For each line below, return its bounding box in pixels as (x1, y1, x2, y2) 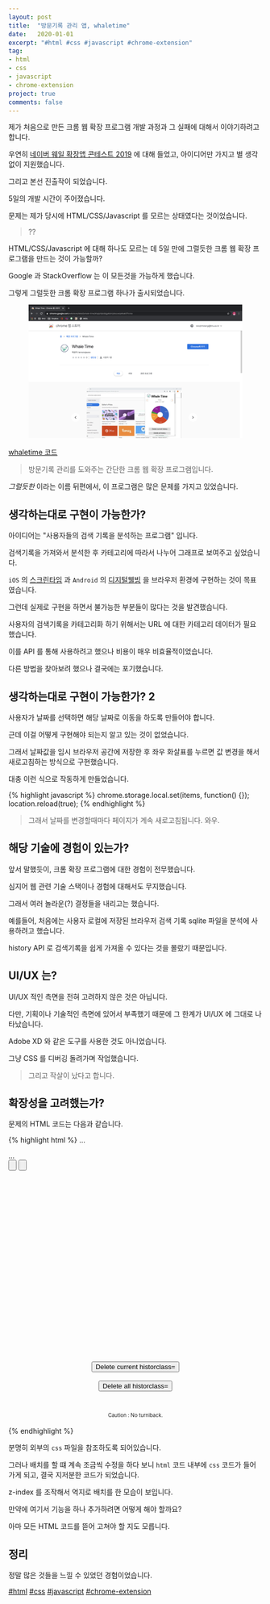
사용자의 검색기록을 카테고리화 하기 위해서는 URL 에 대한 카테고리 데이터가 (8, 620, 242, 629)
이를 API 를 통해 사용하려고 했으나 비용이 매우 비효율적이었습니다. (8, 646, 214, 657)
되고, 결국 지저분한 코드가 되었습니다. (23, 1470, 139, 1480)
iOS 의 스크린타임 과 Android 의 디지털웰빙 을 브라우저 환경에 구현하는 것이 (8, 575, 242, 585)
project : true (8, 90, 56, 98)
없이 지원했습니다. (8, 160, 65, 169)
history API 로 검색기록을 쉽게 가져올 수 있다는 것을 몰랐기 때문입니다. (8, 942, 227, 952)
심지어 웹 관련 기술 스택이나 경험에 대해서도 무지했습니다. (8, 881, 187, 891)
